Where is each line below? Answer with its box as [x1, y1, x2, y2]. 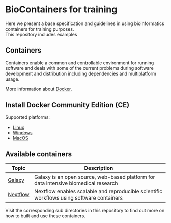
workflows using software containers [34, 194, 123, 202]
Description [84, 165, 113, 172]
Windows [12, 129, 33, 136]
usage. [5, 76, 20, 82]
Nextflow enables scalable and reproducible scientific [34, 188, 163, 195]
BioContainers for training [5, 4, 118, 15]
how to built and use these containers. [5, 213, 85, 219]
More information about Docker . [5, 86, 72, 92]
